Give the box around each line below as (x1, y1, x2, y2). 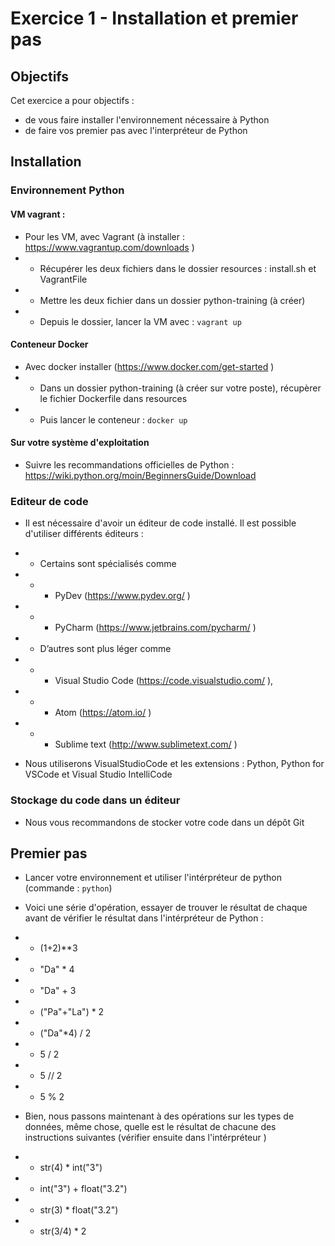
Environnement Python (10, 183, 125, 197)
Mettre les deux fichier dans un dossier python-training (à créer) (39, 294, 306, 306)
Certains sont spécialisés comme (39, 558, 177, 570)
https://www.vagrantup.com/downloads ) (24, 241, 195, 253)
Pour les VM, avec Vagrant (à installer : (24, 230, 186, 242)
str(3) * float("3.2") (39, 1204, 119, 1216)
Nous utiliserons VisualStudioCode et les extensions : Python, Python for (24, 758, 325, 770)
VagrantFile (39, 273, 88, 285)
